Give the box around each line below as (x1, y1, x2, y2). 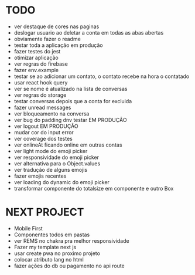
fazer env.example (13, 66, 59, 73)
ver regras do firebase (13, 60, 68, 67)
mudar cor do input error (13, 128, 74, 135)
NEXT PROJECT (5, 206, 84, 219)
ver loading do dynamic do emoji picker (13, 178, 110, 185)
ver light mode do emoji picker (13, 147, 88, 154)
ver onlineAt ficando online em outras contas (13, 141, 122, 148)
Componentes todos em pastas (13, 231, 90, 238)
